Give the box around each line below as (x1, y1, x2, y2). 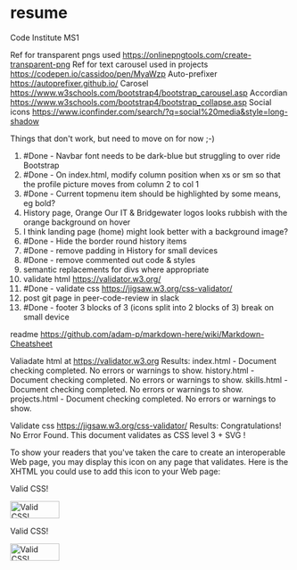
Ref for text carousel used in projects (71, 59, 209, 70)
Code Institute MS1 (10, 32, 79, 43)
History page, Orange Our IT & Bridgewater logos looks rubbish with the (22, 207, 288, 218)
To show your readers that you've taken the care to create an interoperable (10, 447, 286, 458)
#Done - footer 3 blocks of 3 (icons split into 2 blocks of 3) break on (22, 302, 275, 312)
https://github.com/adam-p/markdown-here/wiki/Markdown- (40, 328, 265, 339)
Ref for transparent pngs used (10, 49, 121, 60)
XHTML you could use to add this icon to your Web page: (10, 466, 221, 476)
